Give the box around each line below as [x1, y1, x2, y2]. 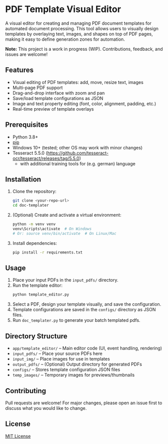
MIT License [5, 433, 31, 439]
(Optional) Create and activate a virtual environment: [12, 212, 122, 218]
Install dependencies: [12, 240, 57, 246]
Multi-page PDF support [12, 84, 63, 91]
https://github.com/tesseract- [47, 150, 109, 156]
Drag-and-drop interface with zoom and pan [12, 90, 105, 96]
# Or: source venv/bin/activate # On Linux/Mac [12, 231, 117, 236]
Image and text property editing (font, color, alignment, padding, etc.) [12, 101, 156, 107]
